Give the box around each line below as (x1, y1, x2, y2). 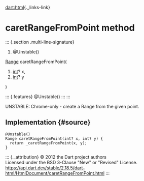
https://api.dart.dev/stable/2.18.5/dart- (5, 165, 85, 171)
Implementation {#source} (5, 118, 91, 127)
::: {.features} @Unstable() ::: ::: (5, 94, 70, 100)
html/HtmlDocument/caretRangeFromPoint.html (5, 170, 105, 176)
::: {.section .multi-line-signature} (5, 39, 75, 45)
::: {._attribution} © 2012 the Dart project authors (5, 154, 106, 160)
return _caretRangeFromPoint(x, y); (10, 140, 87, 145)
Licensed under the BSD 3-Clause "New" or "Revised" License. (5, 159, 138, 165)
